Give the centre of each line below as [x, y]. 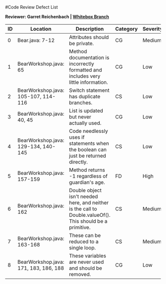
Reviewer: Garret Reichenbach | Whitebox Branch [57, 17]
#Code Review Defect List [32, 7]
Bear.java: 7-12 [36, 40]
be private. [81, 43]
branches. [81, 102]
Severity [153, 29]
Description [90, 29]
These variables [87, 256]
